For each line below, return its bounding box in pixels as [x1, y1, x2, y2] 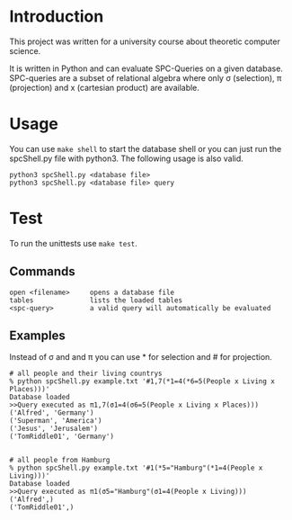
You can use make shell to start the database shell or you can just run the [9, 143, 282, 154]
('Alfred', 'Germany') [9, 408, 94, 417]
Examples [9, 328, 66, 344]
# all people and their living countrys [9, 369, 164, 379]
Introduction [9, 6, 104, 27]
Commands [9, 264, 76, 280]
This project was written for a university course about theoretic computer [9, 36, 280, 47]
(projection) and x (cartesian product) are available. [9, 82, 200, 93]
